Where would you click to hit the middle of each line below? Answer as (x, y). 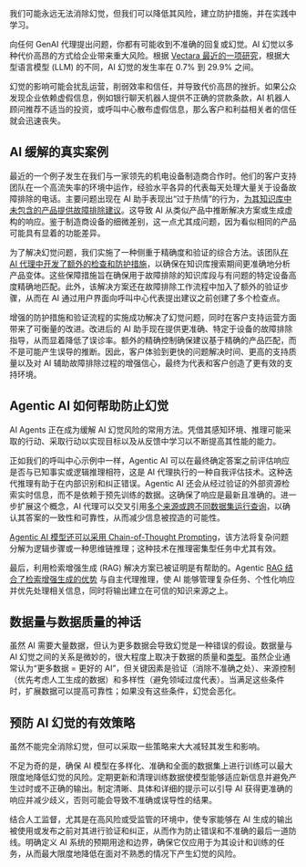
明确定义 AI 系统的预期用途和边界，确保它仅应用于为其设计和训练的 (151, 842)
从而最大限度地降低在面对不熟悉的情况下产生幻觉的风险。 (133, 854)
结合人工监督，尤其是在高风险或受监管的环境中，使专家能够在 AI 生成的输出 (151, 820)
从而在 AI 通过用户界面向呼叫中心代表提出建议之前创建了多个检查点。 (155, 298)
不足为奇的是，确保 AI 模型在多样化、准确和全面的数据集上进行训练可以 (143, 766)
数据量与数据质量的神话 (75, 622)
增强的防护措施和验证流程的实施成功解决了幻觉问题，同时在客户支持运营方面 (153, 317)
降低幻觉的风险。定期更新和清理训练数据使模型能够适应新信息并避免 (161, 778)
